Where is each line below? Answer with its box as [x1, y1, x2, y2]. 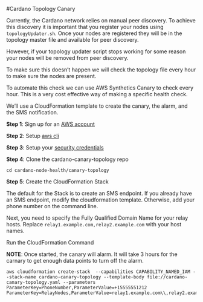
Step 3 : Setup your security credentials [6, 144, 104, 151]
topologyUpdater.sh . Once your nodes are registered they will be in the [6, 30, 182, 37]
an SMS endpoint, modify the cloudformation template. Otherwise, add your [6, 196, 195, 203]
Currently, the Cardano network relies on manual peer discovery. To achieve [6, 17, 196, 24]
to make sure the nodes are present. [6, 73, 97, 79]
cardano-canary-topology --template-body [38, 274, 145, 280]
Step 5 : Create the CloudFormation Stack [6, 178, 109, 185]
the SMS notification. [6, 109, 59, 116]
